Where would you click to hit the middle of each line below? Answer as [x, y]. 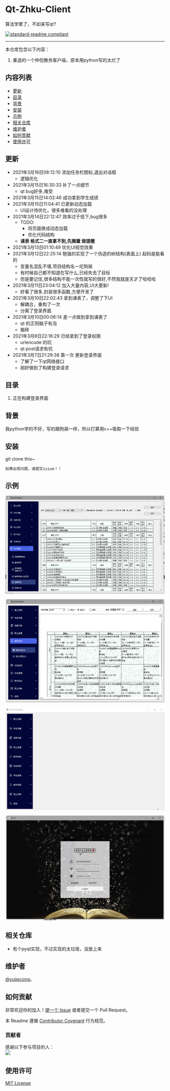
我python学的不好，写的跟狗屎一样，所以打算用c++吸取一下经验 [72, 429]
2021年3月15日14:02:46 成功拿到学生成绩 [55, 197]
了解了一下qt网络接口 [42, 361]
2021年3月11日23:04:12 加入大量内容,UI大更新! [60, 285]
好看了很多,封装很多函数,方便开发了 [57, 291]
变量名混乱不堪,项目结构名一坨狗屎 [56, 266]
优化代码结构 [41, 235]
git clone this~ [20, 459]
